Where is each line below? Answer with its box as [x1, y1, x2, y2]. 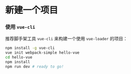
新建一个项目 [5, 4, 59, 16]
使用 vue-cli [5, 23, 36, 30]
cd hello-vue [5, 55, 33, 60]
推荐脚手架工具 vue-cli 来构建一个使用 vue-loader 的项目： [5, 36, 128, 42]
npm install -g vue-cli [5, 46, 55, 51]
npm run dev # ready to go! [5, 64, 64, 69]
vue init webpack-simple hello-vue [5, 50, 80, 55]
